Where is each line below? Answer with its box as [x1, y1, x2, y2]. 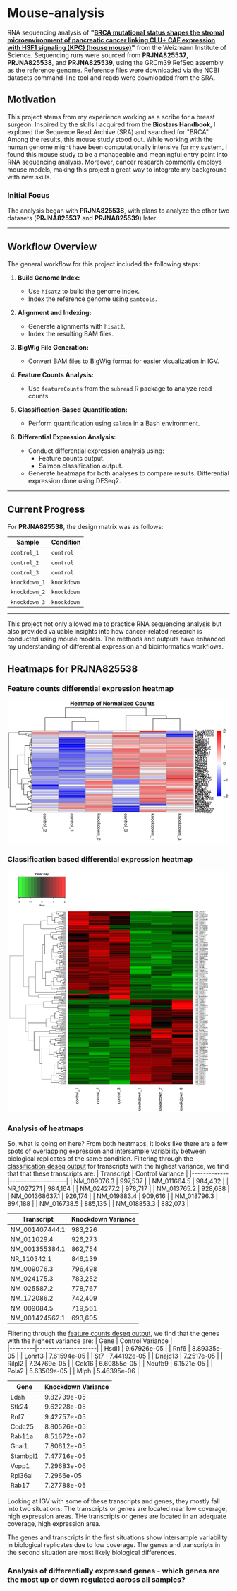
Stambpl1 [10, 1452, 39, 1460]
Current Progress [7, 504, 85, 516]
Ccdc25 [10, 1422, 34, 1431]
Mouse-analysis [7, 5, 104, 21]
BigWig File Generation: [17, 343, 90, 351]
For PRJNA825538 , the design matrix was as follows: [7, 522, 164, 531]
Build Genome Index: [17, 273, 80, 282]
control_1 [10, 550, 39, 557]
